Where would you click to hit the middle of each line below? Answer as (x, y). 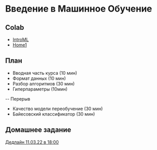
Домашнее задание (38, 130)
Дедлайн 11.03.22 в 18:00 (32, 142)
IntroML (21, 39)
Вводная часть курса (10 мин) (45, 73)
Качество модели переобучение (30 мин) (58, 109)
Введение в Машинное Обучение (79, 9)
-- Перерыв (18, 98)
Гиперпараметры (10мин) (40, 89)
